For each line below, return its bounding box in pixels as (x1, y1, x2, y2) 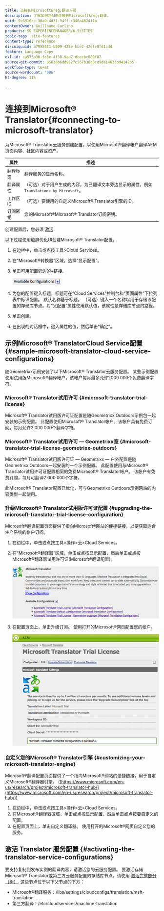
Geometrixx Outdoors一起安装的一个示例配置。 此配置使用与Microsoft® (5, 463, 149, 469)
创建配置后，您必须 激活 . (5, 226, 55, 232)
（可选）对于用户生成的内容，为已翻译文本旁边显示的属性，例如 (24, 182, 153, 187)
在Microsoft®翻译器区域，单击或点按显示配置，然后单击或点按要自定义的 (12, 811, 159, 817)
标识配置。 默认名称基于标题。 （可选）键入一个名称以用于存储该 (20, 296, 152, 302)
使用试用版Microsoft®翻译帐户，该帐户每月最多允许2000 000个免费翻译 (5, 374, 150, 380)
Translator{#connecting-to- (5, 114, 121, 126)
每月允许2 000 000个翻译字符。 (13, 424, 78, 430)
